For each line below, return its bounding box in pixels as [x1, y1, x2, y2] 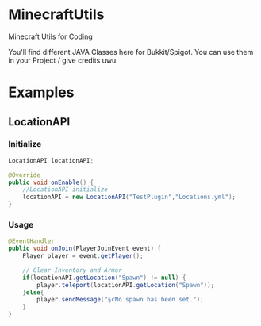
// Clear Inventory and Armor [22, 266, 123, 274]
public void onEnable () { [8, 178, 94, 186]
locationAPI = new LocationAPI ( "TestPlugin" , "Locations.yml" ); [22, 193, 236, 201]
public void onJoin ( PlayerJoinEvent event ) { [8, 244, 161, 253]
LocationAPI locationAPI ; [8, 156, 94, 164]
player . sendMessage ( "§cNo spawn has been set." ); [36, 296, 204, 304]
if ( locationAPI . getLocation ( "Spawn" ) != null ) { [22, 274, 186, 282]
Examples [8, 83, 75, 102]
